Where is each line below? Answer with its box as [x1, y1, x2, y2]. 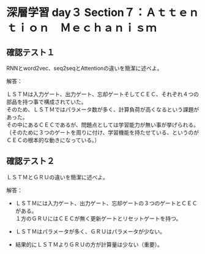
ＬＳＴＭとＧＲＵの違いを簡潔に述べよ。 [6, 173, 108, 181]
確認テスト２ [6, 156, 55, 166]
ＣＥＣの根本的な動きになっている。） [6, 136, 100, 144]
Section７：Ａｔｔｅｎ [84, 6, 199, 20]
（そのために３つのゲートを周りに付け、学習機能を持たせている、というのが [6, 129, 199, 136]
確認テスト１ [6, 47, 55, 58]
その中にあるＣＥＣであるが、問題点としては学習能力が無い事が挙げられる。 [6, 121, 199, 129]
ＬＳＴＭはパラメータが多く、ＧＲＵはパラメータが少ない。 [15, 228, 165, 235]
